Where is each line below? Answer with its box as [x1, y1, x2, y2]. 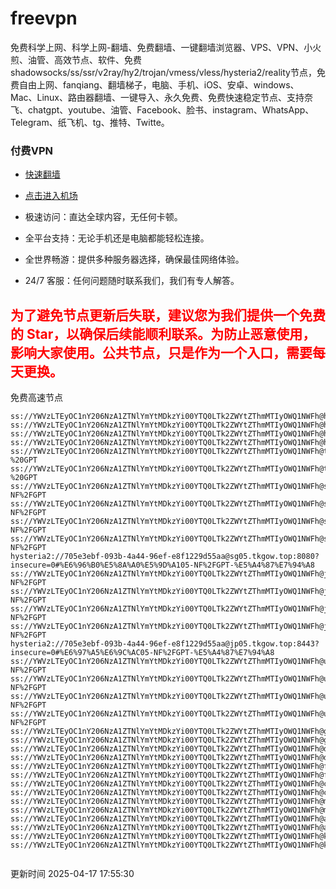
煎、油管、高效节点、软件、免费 [10, 53, 142, 66]
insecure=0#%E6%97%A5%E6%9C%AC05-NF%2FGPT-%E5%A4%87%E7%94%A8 [10, 648, 275, 658]
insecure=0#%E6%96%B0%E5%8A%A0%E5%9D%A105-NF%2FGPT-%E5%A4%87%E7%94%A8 [10, 560, 315, 571]
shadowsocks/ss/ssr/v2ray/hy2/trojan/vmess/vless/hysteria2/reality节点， [10, 66, 317, 78]
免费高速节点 [10, 392, 63, 404]
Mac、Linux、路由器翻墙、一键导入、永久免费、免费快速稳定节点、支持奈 [10, 91, 314, 103]
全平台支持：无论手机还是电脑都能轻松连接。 [24, 232, 210, 244]
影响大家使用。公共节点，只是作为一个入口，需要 [10, 344, 313, 361]
